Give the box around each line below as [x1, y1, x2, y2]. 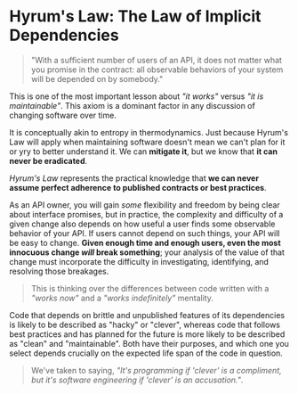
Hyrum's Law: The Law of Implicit [9, 6, 262, 27]
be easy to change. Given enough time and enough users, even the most [9, 237, 282, 248]
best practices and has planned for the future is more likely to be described [9, 328, 286, 340]
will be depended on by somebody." [30, 73, 164, 84]
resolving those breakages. [9, 266, 109, 276]
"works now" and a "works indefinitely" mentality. [30, 292, 213, 303]
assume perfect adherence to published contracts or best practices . [9, 182, 267, 193]
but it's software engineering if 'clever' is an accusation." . [30, 374, 244, 385]
